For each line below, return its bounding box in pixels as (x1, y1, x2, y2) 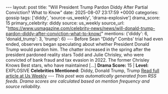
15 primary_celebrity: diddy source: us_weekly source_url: (5, 20, 124, 26)
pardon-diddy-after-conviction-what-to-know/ (5, 31, 101, 36)
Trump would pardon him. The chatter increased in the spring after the (5, 47, 151, 52)
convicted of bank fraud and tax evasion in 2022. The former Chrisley (5, 57, 149, 63)
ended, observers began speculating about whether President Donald (5, 41, 149, 47)
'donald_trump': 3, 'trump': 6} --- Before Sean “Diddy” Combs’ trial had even (5, 36, 163, 42)
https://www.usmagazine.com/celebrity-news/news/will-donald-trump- (7, 25, 155, 31)
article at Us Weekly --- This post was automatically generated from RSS (5, 73, 156, 79)
